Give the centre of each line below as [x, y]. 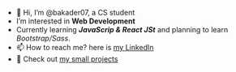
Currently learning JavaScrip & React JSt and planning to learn [122, 30]
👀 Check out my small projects [67, 59]
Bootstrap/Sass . [43, 38]
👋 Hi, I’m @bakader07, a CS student [75, 13]
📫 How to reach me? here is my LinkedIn [85, 47]
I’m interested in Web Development [75, 21]
